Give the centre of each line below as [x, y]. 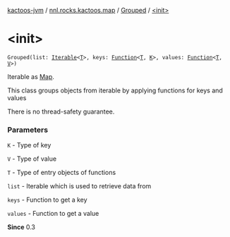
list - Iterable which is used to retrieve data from [79, 186]
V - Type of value [32, 159]
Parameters [28, 130]
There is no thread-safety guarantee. [61, 111]
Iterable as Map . [31, 76]
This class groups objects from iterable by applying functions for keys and [115, 90]
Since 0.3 [21, 227]
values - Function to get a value [53, 214]
